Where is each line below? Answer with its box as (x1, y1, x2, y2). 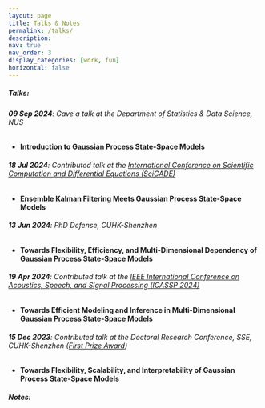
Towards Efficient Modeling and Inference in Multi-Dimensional (19, 305, 235, 314)
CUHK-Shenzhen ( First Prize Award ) (8, 341, 128, 350)
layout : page (8, 11, 52, 20)
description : (8, 34, 52, 42)
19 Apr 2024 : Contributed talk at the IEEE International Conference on (8, 272, 240, 282)
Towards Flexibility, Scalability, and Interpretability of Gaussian (19, 366, 235, 375)
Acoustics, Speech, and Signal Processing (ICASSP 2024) (8, 281, 200, 290)
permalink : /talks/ (8, 26, 74, 34)
